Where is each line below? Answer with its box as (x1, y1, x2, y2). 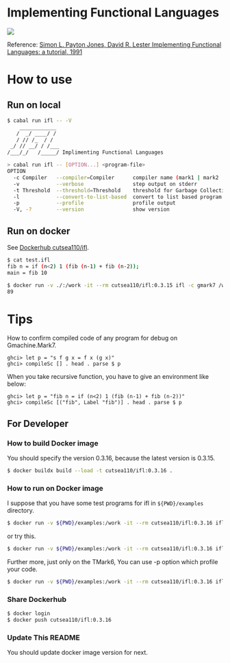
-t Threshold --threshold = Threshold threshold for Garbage (13, 187, 197, 194)
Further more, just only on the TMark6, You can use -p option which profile (7, 557, 218, 566)
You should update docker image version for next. (7, 649, 149, 657)
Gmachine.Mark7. (7, 341, 57, 349)
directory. (7, 507, 34, 515)
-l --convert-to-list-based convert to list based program (13, 194, 222, 200)
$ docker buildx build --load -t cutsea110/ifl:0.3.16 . (7, 467, 173, 474)
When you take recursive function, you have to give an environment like (7, 373, 209, 381)
